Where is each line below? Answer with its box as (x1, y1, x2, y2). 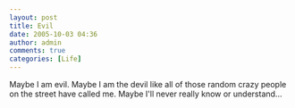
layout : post (9, 12, 58, 22)
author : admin (9, 37, 63, 47)
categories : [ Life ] (9, 54, 82, 63)
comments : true (9, 46, 66, 55)
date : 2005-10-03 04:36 (9, 29, 98, 38)
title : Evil (9, 21, 54, 30)
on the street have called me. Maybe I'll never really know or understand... (9, 88, 282, 99)
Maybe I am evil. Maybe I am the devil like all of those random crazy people (9, 79, 287, 89)
